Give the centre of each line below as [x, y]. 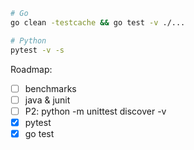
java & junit [47, 100]
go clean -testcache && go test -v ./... [98, 22]
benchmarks [50, 88]
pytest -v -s [37, 50]
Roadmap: [31, 69]
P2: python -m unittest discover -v [95, 111]
